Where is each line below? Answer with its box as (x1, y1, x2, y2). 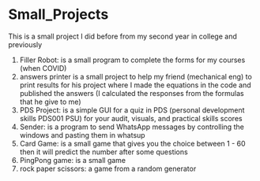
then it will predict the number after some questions (19, 147, 188, 157)
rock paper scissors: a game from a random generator (19, 164, 197, 173)
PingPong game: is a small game (19, 155, 126, 164)
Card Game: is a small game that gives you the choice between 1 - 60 (19, 139, 247, 148)
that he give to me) (19, 97, 81, 106)
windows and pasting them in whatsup (19, 130, 145, 139)
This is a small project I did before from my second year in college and (8, 31, 237, 41)
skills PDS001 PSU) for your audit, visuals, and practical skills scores (19, 113, 243, 123)
